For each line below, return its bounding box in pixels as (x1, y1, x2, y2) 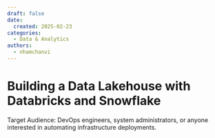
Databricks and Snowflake (7, 93, 161, 109)
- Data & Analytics (13, 36, 70, 43)
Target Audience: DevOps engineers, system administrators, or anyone (7, 115, 209, 124)
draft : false (7, 10, 45, 17)
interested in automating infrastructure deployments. (7, 123, 157, 131)
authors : (7, 42, 32, 49)
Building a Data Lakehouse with (7, 79, 191, 94)
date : (7, 17, 23, 23)
